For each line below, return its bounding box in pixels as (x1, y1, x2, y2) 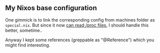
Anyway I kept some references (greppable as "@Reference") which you (5, 37, 155, 43)
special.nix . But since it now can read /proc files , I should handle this (5, 22, 149, 28)
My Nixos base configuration (5, 4, 97, 12)
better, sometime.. (5, 27, 42, 33)
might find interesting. (5, 42, 51, 48)
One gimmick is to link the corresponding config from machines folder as (5, 17, 156, 23)
